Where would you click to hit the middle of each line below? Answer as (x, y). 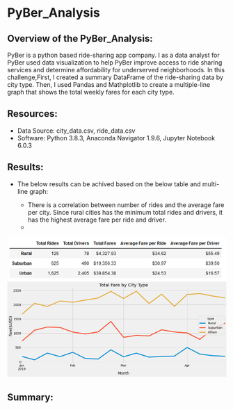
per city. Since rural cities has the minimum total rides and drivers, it (125, 212)
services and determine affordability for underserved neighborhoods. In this (116, 70)
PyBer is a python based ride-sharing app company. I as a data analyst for (114, 55)
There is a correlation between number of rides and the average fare (126, 205)
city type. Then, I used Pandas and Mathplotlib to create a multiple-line (109, 84)
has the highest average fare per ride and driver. (97, 220)
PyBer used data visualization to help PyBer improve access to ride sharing (115, 63)
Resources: (32, 114)
